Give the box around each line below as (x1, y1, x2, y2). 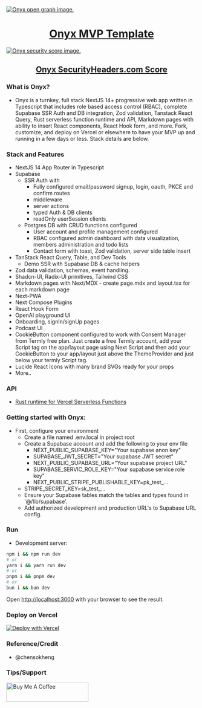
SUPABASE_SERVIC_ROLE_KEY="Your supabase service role (33, 466, 185, 473)
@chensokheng (15, 653, 54, 661)
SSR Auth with (24, 177, 60, 184)
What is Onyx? (6, 83, 50, 91)
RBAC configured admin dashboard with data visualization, (33, 234, 180, 241)
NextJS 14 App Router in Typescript (15, 163, 105, 171)
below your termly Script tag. (15, 356, 88, 363)
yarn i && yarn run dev (6, 562, 67, 568)
